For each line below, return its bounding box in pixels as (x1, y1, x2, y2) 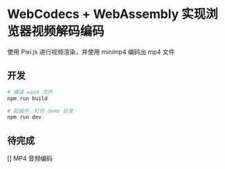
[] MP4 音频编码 (7, 155, 53, 163)
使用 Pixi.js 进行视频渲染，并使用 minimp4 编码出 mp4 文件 (7, 48, 175, 56)
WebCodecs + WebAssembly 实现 (7, 6, 206, 22)
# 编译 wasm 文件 (7, 88, 53, 95)
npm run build (7, 95, 48, 102)
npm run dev (7, 114, 42, 121)
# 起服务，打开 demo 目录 (7, 108, 74, 115)
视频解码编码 (31, 23, 105, 39)
